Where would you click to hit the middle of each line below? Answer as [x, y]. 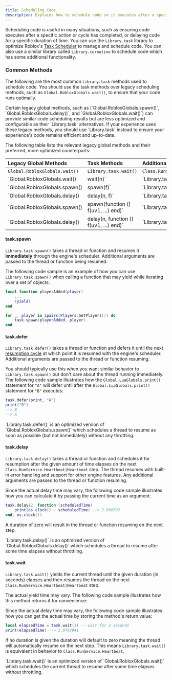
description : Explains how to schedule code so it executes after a [80, 15]
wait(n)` [97, 179]
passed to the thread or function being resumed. [57, 261]
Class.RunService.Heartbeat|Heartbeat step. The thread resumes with [79, 470]
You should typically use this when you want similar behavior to [72, 369]
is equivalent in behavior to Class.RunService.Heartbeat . [65, 651]
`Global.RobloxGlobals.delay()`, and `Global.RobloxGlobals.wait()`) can [79, 113]
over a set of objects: [28, 282]
